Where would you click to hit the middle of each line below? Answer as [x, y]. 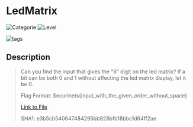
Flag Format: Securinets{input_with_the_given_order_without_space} [104, 95]
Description [28, 57]
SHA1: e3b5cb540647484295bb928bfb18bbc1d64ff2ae [89, 118]
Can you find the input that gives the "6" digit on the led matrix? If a [103, 71]
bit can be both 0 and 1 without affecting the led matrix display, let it [103, 77]
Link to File [34, 107]
